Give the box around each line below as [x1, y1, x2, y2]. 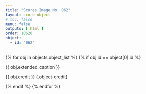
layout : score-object [5, 12, 51, 17]
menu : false [5, 21, 30, 27]
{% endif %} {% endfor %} [5, 83, 61, 89]
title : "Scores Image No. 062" [5, 7, 71, 13]
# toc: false [5, 17, 33, 22]
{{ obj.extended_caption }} [5, 64, 60, 70]
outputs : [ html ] [5, 26, 44, 31]
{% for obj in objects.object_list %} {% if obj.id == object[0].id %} [5, 54, 141, 60]
